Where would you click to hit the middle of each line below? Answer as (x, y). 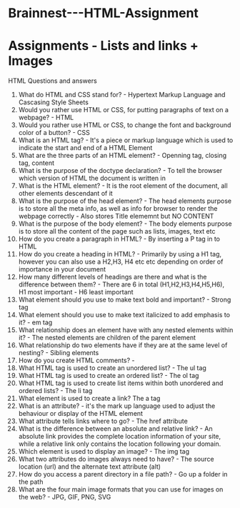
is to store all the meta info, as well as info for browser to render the (118, 209)
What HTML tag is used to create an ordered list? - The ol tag (109, 376)
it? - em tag (35, 322)
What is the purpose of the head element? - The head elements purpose (125, 201)
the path (31, 482)
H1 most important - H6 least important (76, 292)
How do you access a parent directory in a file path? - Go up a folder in (123, 474)
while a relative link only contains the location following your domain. (120, 444)
